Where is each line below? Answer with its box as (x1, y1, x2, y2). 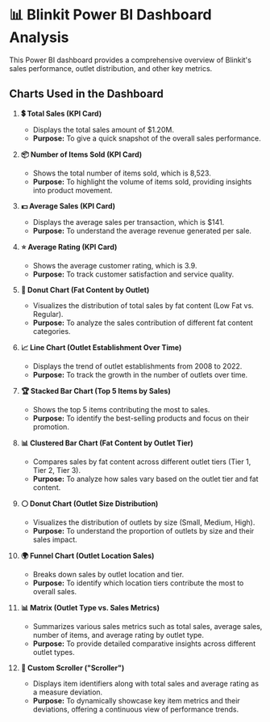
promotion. (32, 421, 69, 432)
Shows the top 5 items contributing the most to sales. (32, 404, 210, 414)
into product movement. (32, 185, 113, 195)
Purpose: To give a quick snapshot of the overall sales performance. (32, 133, 261, 143)
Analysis (9, 28, 69, 47)
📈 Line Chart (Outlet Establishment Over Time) (20, 342, 182, 352)
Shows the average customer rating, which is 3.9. (32, 260, 197, 270)
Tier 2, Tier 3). (32, 465, 81, 475)
